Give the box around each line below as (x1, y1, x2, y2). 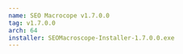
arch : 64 (8, 26, 38, 34)
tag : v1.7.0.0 (8, 19, 56, 27)
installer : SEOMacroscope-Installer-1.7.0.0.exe (8, 33, 175, 42)
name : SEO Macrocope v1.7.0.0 (8, 11, 110, 20)
